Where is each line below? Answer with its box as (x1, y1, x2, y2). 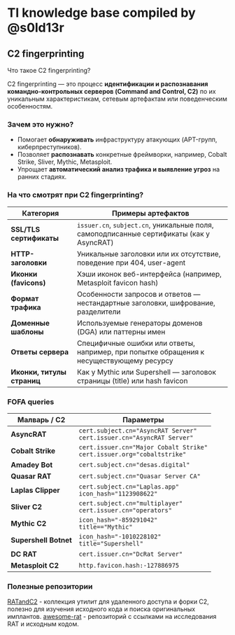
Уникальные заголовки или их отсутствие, (76, 249, 221, 258)
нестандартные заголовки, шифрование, (76, 298, 215, 307)
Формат (10, 293, 39, 303)
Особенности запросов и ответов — (76, 289, 201, 299)
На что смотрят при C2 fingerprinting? (7, 190, 144, 200)
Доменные (10, 318, 50, 328)
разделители (76, 307, 121, 316)
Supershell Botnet (10, 535, 72, 545)
